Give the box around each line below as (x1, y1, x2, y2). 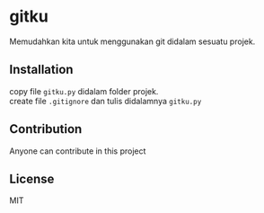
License (9, 171, 55, 186)
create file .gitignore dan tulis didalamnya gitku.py (9, 95, 202, 106)
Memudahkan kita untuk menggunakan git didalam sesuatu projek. (9, 36, 256, 47)
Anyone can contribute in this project (9, 146, 146, 156)
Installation (9, 62, 74, 77)
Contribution (9, 121, 83, 137)
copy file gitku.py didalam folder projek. (9, 85, 159, 96)
